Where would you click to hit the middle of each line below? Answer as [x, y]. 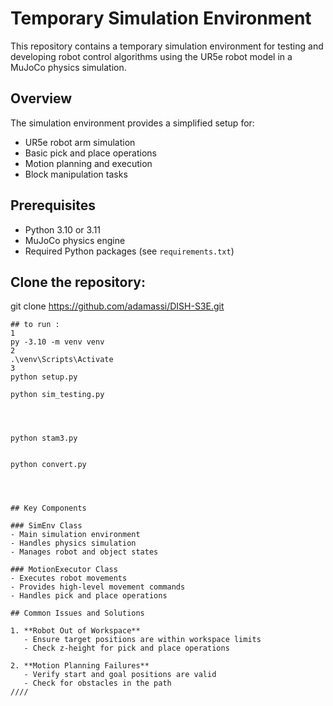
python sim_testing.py [57, 395]
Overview [41, 98]
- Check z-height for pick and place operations [126, 648]
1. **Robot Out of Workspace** [75, 631]
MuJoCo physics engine [75, 240]
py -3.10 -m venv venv [57, 342]
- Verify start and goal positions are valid [120, 675]
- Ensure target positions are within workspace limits [142, 640]
